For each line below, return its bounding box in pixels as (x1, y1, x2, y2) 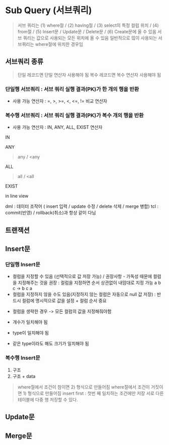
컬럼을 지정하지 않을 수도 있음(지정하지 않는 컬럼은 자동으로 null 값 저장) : (12, 291, 156, 298)
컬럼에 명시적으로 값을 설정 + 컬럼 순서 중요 (22, 298, 107, 304)
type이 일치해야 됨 (12, 330, 49, 336)
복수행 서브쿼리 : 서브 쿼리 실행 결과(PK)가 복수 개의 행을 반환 (5, 112, 144, 119)
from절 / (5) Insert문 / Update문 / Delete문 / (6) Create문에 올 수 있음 (17, 28, 157, 34)
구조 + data (12, 373, 36, 379)
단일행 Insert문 (5, 261, 40, 268)
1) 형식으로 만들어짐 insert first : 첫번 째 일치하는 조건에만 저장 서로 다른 (23, 390, 164, 396)
